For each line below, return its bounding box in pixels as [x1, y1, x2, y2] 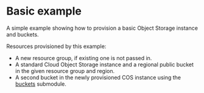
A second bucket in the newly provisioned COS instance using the [15, 74, 181, 81]
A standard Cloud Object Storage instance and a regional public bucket [15, 61, 194, 68]
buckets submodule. [15, 80, 67, 88]
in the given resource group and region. [15, 67, 115, 74]
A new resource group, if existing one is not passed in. [15, 54, 152, 61]
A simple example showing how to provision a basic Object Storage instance [6, 24, 198, 32]
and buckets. [6, 30, 39, 38]
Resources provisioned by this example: [6, 43, 107, 50]
